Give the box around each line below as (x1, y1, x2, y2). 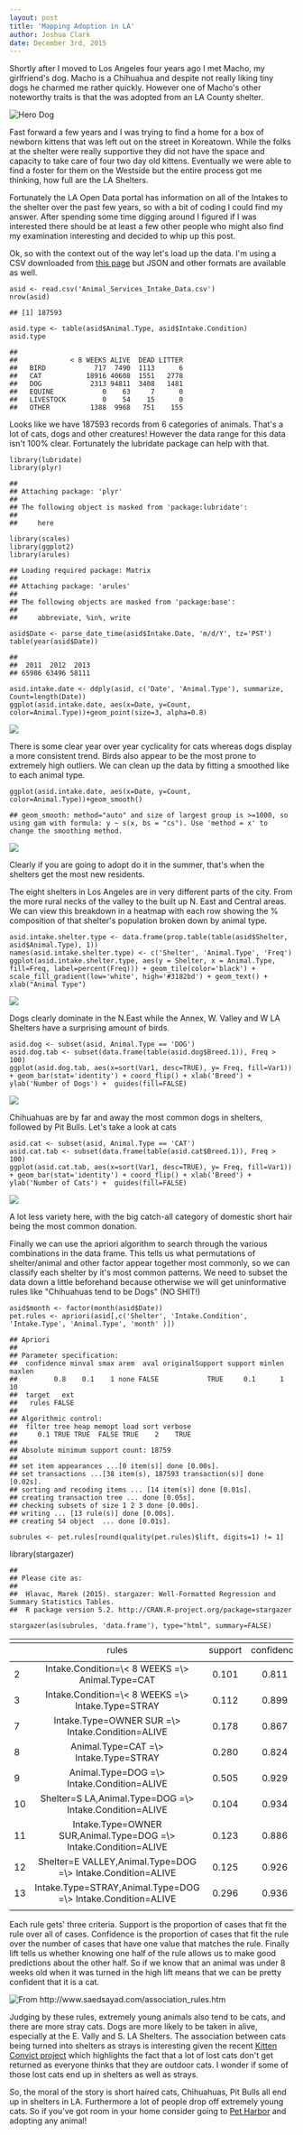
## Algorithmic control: (9, 1414, 103, 1424)
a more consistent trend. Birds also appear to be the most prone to (9, 751, 257, 762)
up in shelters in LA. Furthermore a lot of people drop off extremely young (9, 2096, 284, 2107)
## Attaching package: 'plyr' (9, 487, 124, 496)
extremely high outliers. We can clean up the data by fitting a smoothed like (9, 760, 290, 772)
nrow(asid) (9, 292, 50, 302)
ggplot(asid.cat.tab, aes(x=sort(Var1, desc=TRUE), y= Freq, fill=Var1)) (9, 1163, 293, 1172)
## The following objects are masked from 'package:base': (9, 597, 236, 607)
